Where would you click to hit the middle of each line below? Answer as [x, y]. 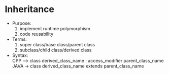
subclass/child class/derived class [56, 50]
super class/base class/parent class [57, 44]
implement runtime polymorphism [55, 28]
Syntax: [20, 55]
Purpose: [22, 23]
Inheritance [29, 9]
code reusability [37, 34]
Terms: [20, 39]
